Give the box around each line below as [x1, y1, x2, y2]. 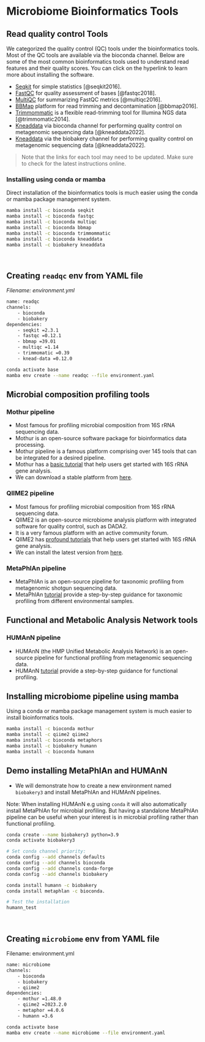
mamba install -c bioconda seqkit [6, 207, 95, 214]
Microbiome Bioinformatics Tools [6, 4, 179, 18]
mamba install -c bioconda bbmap [6, 224, 92, 230]
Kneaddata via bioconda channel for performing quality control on [15, 122, 182, 129]
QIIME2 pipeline [6, 489, 54, 498]
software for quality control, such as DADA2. [15, 522, 128, 530]
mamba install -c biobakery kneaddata [6, 241, 105, 248]
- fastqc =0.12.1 [17, 333, 62, 339]
